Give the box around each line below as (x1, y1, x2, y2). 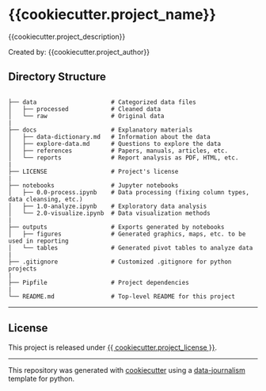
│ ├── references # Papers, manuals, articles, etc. (8, 147, 228, 155)
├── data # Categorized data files (8, 98, 196, 106)
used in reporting (8, 236, 69, 245)
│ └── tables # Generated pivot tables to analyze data (8, 243, 253, 251)
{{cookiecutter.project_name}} (8, 6, 216, 24)
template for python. (8, 374, 75, 383)
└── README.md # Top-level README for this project (8, 292, 236, 301)
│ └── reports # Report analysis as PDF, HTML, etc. (8, 153, 239, 162)
